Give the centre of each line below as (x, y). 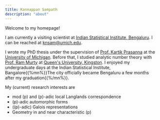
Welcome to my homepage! (33, 28)
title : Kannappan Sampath (31, 9)
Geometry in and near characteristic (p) (52, 112)
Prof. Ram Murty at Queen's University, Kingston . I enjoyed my (68, 62)
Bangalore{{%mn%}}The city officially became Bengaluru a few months (77, 72)
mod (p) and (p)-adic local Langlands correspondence (67, 96)
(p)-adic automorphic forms (40, 102)
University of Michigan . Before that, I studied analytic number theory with (79, 57)
